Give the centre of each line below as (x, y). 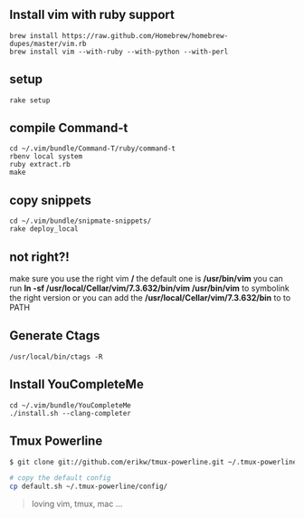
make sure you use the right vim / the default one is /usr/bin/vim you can (146, 279)
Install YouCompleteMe (77, 384)
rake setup (30, 100)
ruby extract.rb (40, 165)
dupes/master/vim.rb (48, 43)
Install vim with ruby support (92, 15)
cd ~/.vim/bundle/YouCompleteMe (70, 405)
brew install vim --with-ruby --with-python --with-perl (119, 52)
